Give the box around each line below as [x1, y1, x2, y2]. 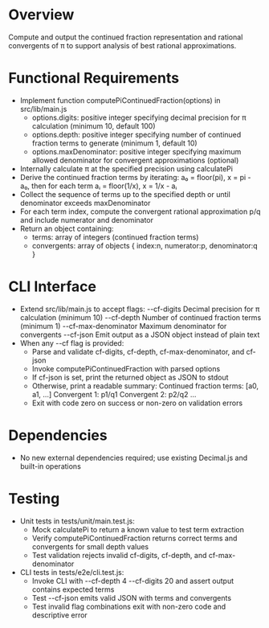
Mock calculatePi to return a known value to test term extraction [31, 524, 245, 534]
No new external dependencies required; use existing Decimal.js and [19, 453, 248, 462]
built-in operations [19, 461, 82, 471]
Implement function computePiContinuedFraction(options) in [19, 95, 221, 105]
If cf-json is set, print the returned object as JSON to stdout [31, 372, 229, 382]
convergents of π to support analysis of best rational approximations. [8, 40, 237, 50]
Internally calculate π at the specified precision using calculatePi [19, 163, 233, 174]
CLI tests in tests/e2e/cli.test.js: [19, 567, 124, 577]
